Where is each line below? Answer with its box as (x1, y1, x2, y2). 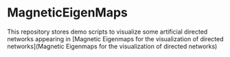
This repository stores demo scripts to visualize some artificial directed (7, 27, 208, 36)
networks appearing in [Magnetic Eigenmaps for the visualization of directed (7, 34, 224, 43)
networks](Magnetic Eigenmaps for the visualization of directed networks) (7, 42, 218, 50)
